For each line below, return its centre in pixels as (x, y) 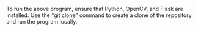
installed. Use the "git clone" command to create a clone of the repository (99, 15)
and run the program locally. (42, 22)
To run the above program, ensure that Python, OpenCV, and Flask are (95, 9)
